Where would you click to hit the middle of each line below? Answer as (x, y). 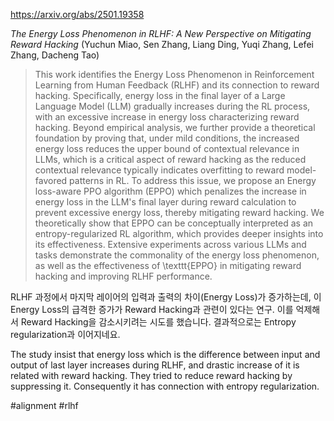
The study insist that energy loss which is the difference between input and (165, 354)
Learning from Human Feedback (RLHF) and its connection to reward (177, 85)
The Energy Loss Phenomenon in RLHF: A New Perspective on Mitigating (161, 33)
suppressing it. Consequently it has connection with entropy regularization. (165, 386)
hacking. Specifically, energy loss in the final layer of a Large (160, 95)
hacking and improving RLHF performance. (123, 276)
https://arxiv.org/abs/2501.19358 (77, 14)
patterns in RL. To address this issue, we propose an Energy (193, 180)
